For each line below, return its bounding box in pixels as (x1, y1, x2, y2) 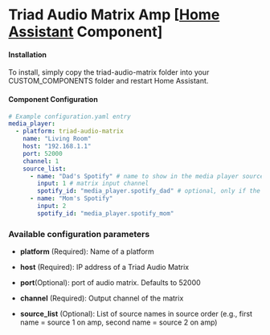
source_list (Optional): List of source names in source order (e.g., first (19, 309, 253, 319)
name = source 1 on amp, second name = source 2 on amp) (19, 317, 218, 327)
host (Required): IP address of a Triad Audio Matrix (19, 263, 190, 272)
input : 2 (37, 202, 67, 210)
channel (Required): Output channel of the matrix (19, 293, 184, 303)
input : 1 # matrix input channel (37, 179, 149, 188)
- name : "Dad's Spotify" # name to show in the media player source (29, 172, 264, 180)
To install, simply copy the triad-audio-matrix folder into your (8, 67, 210, 77)
